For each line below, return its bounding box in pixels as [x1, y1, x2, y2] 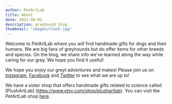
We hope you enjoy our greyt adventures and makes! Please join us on [5, 67, 154, 73]
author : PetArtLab [5, 7, 45, 13]
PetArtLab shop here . [5, 93, 50, 99]
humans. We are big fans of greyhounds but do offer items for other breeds [5, 46, 164, 52]
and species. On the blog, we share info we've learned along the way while [5, 52, 164, 58]
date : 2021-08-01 [5, 17, 42, 22]
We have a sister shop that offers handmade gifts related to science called [5, 82, 162, 89]
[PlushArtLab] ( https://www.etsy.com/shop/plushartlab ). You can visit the [5, 88, 160, 94]
